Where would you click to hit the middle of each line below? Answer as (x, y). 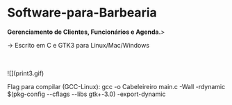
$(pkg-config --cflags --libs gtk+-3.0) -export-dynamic (86, 94)
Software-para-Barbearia (82, 13)
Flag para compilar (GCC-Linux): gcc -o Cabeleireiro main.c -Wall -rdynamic (116, 86)
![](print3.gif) (26, 73)
